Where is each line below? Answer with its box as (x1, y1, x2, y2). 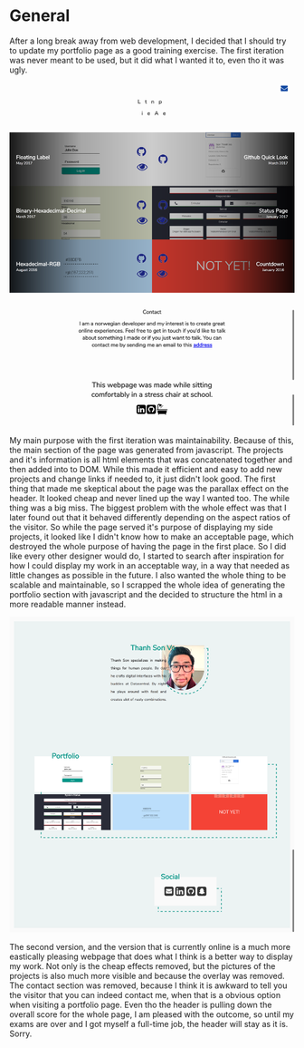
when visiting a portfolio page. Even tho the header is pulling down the (9, 999, 272, 1010)
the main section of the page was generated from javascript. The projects (9, 445, 284, 456)
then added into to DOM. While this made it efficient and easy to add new (9, 464, 282, 475)
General (9, 5, 71, 26)
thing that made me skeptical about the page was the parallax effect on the (9, 483, 290, 494)
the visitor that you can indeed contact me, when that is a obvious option (9, 989, 281, 1000)
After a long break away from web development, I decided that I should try (9, 35, 287, 46)
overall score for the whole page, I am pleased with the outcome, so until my (9, 1008, 294, 1020)
